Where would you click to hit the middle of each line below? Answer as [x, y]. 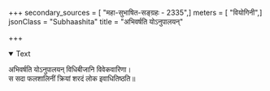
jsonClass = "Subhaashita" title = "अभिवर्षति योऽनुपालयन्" [96, 22]
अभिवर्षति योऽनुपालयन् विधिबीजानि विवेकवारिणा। [70, 69]
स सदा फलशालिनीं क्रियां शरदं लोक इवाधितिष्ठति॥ [72, 78]
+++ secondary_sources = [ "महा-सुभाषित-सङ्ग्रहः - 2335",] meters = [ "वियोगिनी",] [135, 13]
